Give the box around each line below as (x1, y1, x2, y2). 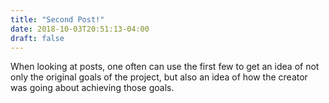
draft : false (10, 33, 65, 43)
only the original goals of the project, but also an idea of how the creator (10, 71, 308, 83)
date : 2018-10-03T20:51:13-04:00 (10, 24, 150, 34)
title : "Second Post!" (10, 14, 105, 25)
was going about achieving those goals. (10, 82, 175, 94)
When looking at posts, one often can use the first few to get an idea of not (10, 61, 320, 73)
